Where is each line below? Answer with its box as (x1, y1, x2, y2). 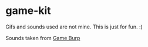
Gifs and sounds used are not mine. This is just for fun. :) (5, 23, 143, 30)
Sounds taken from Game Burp (5, 34, 80, 41)
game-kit (5, 4, 51, 17)
